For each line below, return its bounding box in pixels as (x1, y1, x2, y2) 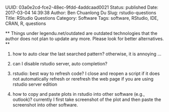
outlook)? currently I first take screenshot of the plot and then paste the (12, 96, 161, 102)
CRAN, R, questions (5, 20, 46, 26)
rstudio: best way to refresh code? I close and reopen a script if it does (12, 70, 160, 77)
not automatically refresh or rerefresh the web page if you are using (12, 76, 154, 82)
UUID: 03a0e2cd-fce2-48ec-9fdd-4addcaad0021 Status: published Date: (5, 5, 158, 10)
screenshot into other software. (12, 102, 78, 108)
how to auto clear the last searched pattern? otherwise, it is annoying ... (12, 51, 161, 57)
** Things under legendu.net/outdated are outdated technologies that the (5, 30, 158, 36)
